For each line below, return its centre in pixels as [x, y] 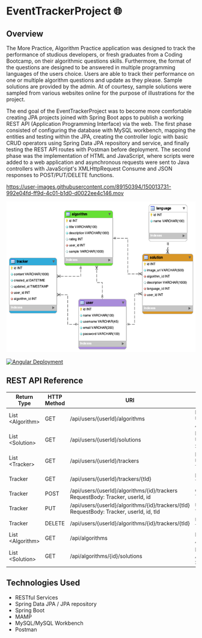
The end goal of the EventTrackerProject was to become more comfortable [99, 111]
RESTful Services [36, 597]
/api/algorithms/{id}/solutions [106, 556]
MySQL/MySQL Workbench [49, 623]
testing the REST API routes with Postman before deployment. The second [98, 149]
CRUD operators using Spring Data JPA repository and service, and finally [98, 143]
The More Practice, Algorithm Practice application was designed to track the [101, 48]
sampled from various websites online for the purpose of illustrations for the [100, 93]
